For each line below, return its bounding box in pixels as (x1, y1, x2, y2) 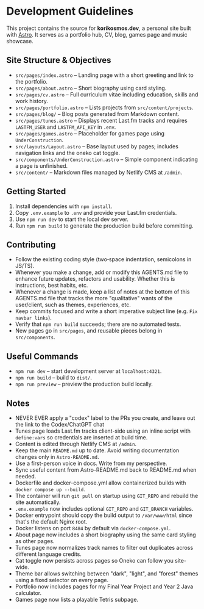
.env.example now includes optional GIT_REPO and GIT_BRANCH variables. (15, 505, 194, 512)
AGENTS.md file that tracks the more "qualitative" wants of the (15, 295, 173, 302)
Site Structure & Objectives (6, 55, 111, 65)
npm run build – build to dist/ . (15, 374, 93, 381)
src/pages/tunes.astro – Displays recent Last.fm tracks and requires (15, 117, 188, 124)
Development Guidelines (6, 4, 134, 18)
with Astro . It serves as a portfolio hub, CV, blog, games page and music (6, 31, 188, 38)
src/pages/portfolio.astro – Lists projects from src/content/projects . (15, 104, 194, 111)
